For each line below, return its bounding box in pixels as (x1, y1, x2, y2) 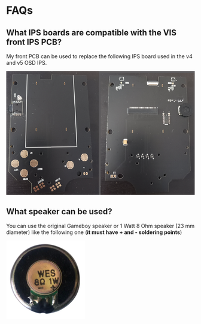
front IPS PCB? (6, 37, 62, 47)
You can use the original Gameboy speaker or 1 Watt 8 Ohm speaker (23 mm (6, 223, 195, 230)
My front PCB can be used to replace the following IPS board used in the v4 (6, 53, 193, 60)
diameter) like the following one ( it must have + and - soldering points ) (6, 229, 182, 236)
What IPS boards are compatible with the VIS (6, 28, 176, 38)
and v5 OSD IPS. (6, 59, 47, 66)
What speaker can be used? (6, 206, 112, 217)
